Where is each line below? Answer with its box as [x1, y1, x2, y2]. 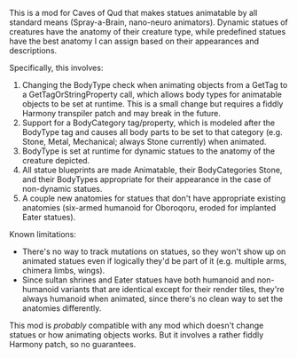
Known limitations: [9, 229, 77, 239]
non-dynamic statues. [21, 184, 103, 194]
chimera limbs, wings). [21, 266, 106, 275]
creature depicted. [21, 155, 90, 165]
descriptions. [9, 45, 58, 56]
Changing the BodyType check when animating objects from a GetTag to [21, 80, 288, 90]
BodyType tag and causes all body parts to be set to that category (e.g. [21, 127, 283, 137]
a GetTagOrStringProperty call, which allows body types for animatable [21, 89, 282, 99]
